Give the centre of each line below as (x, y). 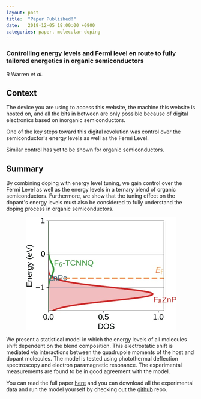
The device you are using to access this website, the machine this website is (101, 108)
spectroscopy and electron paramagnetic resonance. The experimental (94, 365)
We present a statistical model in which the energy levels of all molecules (97, 340)
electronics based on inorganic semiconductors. (66, 120)
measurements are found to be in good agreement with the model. (88, 371)
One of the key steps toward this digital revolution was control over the (94, 132)
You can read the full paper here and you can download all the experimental (100, 383)
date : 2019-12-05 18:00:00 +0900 (51, 25)
